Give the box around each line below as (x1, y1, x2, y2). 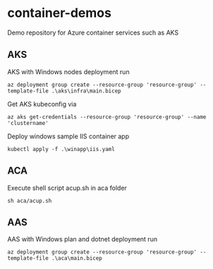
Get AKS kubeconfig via (7, 100, 77, 108)
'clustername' (7, 119, 49, 126)
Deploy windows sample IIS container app (7, 132, 130, 141)
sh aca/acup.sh (7, 197, 52, 204)
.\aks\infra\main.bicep (51, 87, 121, 95)
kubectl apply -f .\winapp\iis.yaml (7, 145, 115, 153)
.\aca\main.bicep (51, 255, 102, 262)
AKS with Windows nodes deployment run (7, 67, 130, 76)
